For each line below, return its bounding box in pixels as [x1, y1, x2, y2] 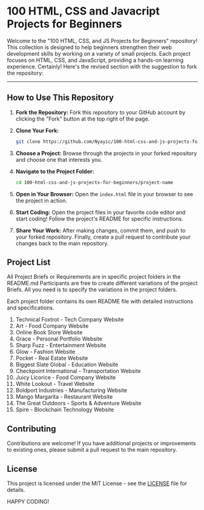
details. [7, 486, 25, 493]
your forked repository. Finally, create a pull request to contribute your [15, 233, 191, 240]
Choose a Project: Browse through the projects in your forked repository [15, 150, 197, 157]
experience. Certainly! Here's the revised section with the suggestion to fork [7, 62, 197, 70]
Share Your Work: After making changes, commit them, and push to [15, 227, 186, 234]
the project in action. [15, 197, 67, 204]
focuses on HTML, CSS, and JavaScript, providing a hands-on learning [7, 56, 184, 64]
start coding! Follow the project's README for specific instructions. [15, 215, 183, 222]
